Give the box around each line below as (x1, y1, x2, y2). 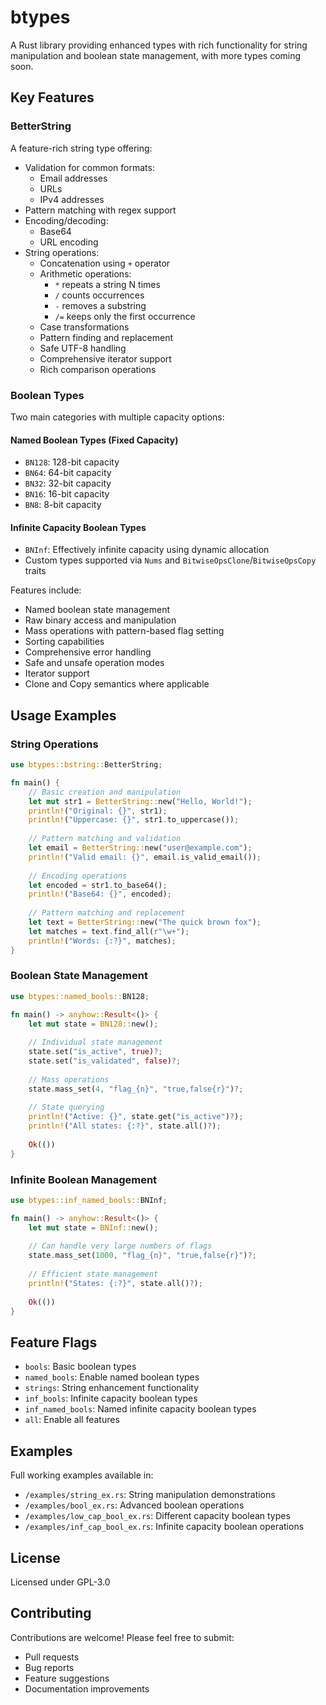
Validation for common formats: (24, 161, 155, 173)
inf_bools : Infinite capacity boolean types (24, 1392, 198, 1405)
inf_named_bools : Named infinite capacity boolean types (24, 1403, 257, 1415)
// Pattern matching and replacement (28, 908, 186, 918)
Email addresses (39, 172, 108, 184)
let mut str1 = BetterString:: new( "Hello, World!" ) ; (28, 796, 253, 806)
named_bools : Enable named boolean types (24, 1371, 200, 1383)
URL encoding (39, 236, 99, 248)
